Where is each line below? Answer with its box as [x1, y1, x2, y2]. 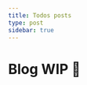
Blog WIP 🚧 [8, 60, 81, 78]
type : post [8, 19, 44, 27]
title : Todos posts [8, 11, 72, 20]
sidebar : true [8, 26, 55, 34]
